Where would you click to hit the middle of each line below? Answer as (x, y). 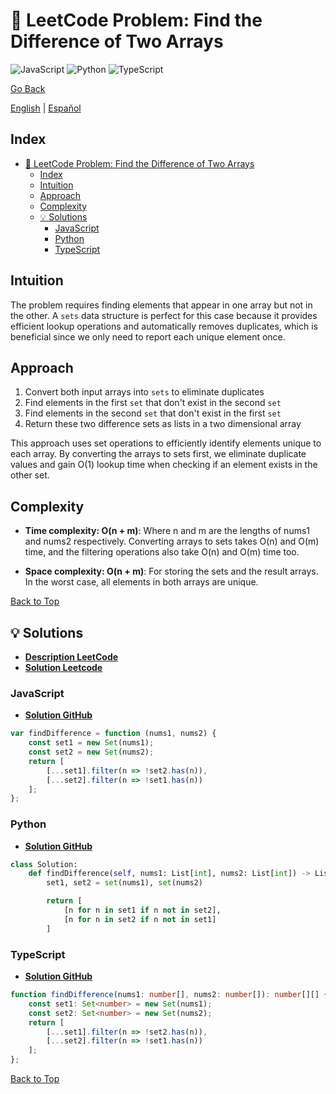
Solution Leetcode (63, 667)
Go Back (28, 88)
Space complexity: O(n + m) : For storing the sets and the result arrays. (171, 571)
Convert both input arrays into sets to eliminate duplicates (144, 392)
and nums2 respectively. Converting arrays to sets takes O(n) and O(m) (172, 541)
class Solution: (44, 864)
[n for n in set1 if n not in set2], (142, 910)
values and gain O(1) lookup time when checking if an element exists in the (164, 465)
